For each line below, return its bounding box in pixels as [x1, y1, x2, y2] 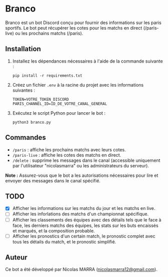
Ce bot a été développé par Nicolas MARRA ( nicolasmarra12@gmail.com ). [5, 266, 158, 272]
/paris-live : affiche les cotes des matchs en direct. [12, 152, 121, 158]
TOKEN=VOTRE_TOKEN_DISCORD [12, 97, 69, 102]
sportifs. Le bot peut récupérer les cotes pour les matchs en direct [5, 25, 142, 31]
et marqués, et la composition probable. [12, 227, 95, 233]
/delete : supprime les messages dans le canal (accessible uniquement [12, 157, 160, 163]
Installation [5, 45, 41, 53]
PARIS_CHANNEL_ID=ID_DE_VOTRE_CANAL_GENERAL [12, 101, 107, 106]
